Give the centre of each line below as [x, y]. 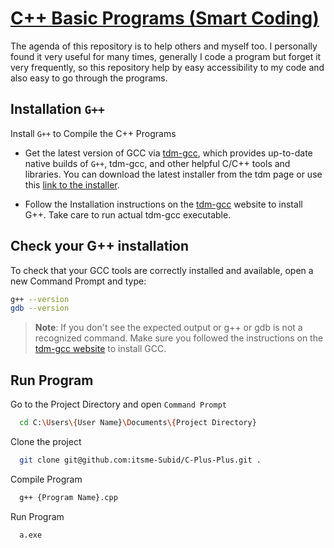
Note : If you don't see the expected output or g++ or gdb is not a [168, 328]
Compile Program [46, 479]
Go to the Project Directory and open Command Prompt [118, 404]
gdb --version [40, 308]
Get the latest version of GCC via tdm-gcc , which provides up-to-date [168, 153]
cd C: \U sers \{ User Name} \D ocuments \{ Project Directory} [138, 423]
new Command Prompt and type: [78, 281]
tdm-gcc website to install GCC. [100, 349]
